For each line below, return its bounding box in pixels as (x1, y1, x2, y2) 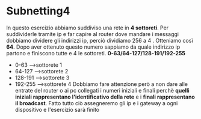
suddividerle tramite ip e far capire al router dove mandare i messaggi (6, 30, 179, 37)
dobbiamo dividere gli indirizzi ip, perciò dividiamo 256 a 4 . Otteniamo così (6, 37, 194, 44)
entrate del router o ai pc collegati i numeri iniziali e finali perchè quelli (14, 87, 190, 94)
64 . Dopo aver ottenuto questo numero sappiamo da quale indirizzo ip (6, 43, 181, 50)
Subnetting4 (6, 4, 70, 18)
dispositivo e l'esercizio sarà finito (14, 106, 100, 113)
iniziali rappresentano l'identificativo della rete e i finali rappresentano (14, 93, 196, 100)
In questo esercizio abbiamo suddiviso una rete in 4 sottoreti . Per (6, 24, 169, 31)
